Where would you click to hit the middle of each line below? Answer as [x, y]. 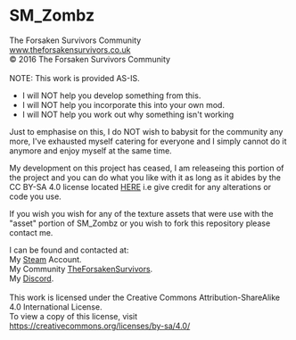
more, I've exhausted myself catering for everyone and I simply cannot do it [148, 141]
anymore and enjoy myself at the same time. [90, 150]
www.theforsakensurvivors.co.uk [70, 49]
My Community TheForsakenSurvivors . [81, 269]
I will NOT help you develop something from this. [111, 95]
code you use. [36, 196]
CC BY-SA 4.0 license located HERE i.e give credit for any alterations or [140, 187]
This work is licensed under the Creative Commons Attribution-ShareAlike [145, 297]
